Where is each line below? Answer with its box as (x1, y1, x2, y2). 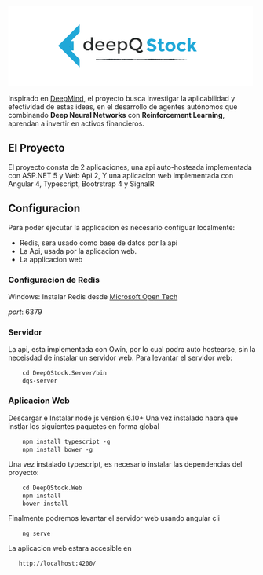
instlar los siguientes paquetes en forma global (8, 421, 159, 430)
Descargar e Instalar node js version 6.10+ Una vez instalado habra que (8, 413, 239, 423)
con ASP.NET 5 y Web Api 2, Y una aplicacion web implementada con (8, 170, 234, 180)
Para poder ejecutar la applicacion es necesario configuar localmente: (8, 222, 236, 232)
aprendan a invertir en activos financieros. (8, 119, 145, 128)
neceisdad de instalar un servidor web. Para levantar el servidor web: (8, 353, 233, 363)
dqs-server (22, 377, 58, 385)
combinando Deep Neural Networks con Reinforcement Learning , (8, 111, 225, 119)
